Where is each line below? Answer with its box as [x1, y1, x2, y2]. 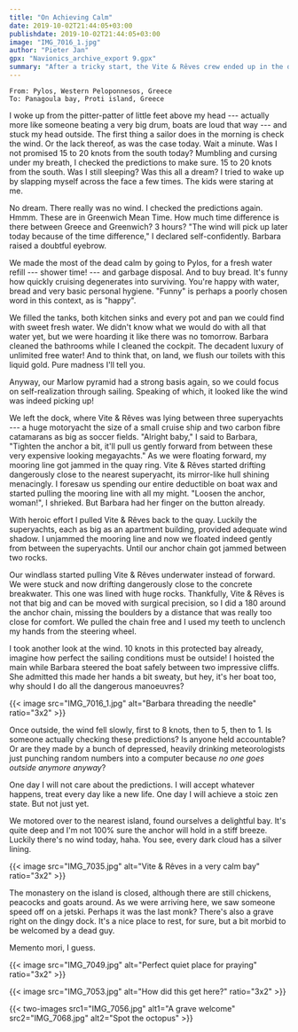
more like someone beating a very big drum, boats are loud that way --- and [9, 119, 287, 129]
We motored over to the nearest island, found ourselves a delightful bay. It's [9, 815, 286, 825]
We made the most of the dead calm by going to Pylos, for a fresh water [9, 257, 273, 268]
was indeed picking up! [9, 395, 95, 406]
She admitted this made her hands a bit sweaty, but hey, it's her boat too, [9, 671, 277, 682]
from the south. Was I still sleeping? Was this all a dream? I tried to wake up [9, 166, 285, 177]
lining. [9, 843, 32, 854]
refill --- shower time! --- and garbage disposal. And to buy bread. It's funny [9, 267, 288, 278]
